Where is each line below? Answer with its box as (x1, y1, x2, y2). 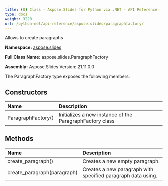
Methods (5, 134, 34, 143)
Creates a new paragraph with (82, 166, 154, 173)
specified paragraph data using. (82, 172, 157, 179)
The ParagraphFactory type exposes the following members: (5, 73, 130, 80)
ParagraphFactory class (58, 118, 115, 125)
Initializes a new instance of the (58, 111, 133, 118)
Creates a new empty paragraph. (82, 158, 160, 165)
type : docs (5, 12, 28, 17)
